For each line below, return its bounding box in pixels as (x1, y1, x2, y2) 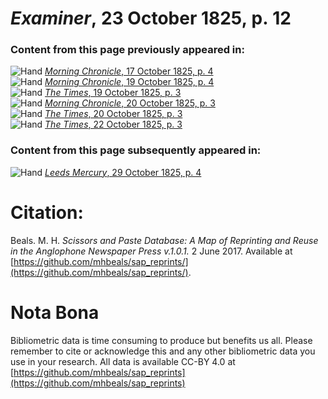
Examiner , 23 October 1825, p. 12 (10, 7, 292, 30)
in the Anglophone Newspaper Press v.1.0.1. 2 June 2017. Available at (10, 245, 293, 257)
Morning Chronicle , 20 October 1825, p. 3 (44, 97, 216, 109)
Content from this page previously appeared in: (10, 43, 245, 57)
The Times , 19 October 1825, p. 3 (44, 87, 182, 99)
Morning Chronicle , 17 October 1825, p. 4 (44, 65, 214, 77)
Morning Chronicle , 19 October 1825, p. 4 (44, 76, 215, 88)
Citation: (10, 201, 84, 224)
